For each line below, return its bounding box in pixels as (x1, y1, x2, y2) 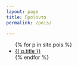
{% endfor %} (14, 54, 49, 61)
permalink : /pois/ (6, 20, 52, 26)
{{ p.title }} (14, 48, 41, 55)
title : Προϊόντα (6, 14, 46, 20)
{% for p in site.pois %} (14, 41, 73, 48)
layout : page (6, 8, 39, 15)
